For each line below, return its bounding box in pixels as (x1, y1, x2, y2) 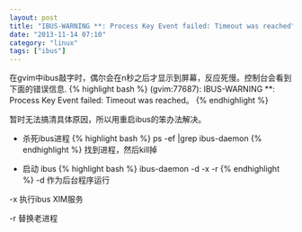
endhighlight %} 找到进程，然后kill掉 (22, 145, 158, 156)
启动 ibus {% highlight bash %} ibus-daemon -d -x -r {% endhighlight (22, 164, 280, 174)
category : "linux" (9, 38, 78, 48)
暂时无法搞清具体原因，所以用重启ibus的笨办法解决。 (9, 114, 207, 125)
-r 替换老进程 (9, 213, 58, 224)
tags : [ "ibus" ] (9, 47, 67, 56)
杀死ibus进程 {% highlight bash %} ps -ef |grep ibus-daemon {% (22, 133, 262, 144)
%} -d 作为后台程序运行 (22, 174, 111, 185)
